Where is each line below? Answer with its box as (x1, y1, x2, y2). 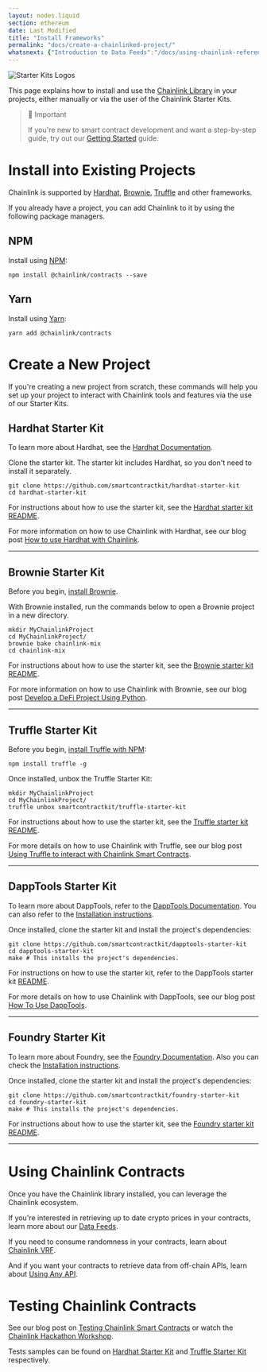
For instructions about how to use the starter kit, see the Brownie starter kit (8, 661, 254, 670)
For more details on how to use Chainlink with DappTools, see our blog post (8, 991, 256, 1002)
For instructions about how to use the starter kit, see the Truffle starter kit (8, 816, 249, 827)
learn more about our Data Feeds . (8, 1221, 119, 1231)
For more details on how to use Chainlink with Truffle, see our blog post (8, 840, 242, 851)
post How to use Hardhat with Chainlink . (8, 535, 141, 545)
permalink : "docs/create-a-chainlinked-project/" (8, 41, 176, 49)
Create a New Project (8, 355, 151, 374)
